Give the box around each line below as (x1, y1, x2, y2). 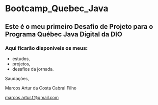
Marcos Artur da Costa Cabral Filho (5, 85, 77, 91)
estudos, (12, 56, 30, 62)
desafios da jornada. (12, 66, 54, 72)
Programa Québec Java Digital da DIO (5, 30, 123, 38)
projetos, (12, 61, 30, 66)
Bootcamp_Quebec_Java (5, 3, 109, 14)
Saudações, (5, 75, 29, 81)
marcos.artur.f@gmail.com (5, 94, 59, 100)
